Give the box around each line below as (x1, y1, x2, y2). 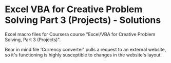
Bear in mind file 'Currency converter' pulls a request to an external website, (5, 46, 166, 52)
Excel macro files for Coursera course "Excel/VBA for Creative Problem (5, 31, 156, 37)
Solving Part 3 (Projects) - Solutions (5, 14, 161, 26)
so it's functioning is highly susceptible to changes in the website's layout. (5, 52, 162, 58)
